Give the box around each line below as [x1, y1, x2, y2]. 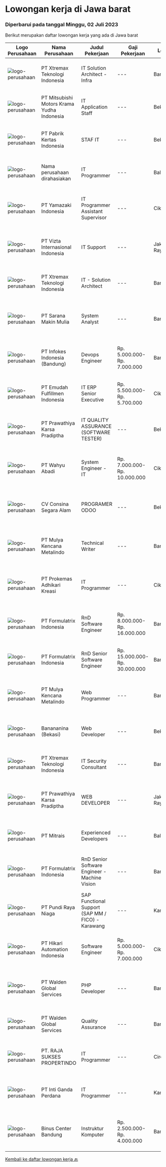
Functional [81, 898, 106, 905]
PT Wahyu [41, 462, 65, 469]
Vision [81, 880, 96, 887]
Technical [81, 540, 104, 546]
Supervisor [81, 214, 107, 221]
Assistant [81, 208, 103, 215]
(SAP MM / [81, 910, 107, 917]
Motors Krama [41, 100, 75, 107]
